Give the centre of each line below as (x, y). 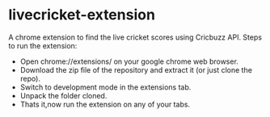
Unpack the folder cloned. (63, 95)
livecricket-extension (82, 15)
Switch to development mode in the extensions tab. (105, 87)
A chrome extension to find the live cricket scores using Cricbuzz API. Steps (135, 37)
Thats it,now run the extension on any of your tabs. (105, 104)
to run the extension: (43, 45)
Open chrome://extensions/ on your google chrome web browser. (129, 61)
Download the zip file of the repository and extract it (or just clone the (136, 69)
